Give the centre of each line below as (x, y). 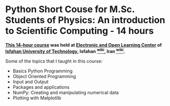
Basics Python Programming (43, 71)
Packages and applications (41, 87)
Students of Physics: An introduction (85, 20)
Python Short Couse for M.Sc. (70, 9)
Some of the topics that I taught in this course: (54, 61)
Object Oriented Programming (44, 76)
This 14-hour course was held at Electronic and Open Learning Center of (84, 45)
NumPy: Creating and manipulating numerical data (66, 92)
